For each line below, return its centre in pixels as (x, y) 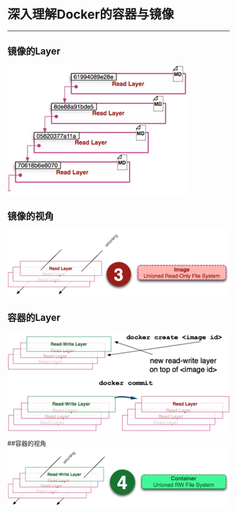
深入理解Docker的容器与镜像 (91, 14)
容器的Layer (34, 318)
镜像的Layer (34, 51)
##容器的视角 (27, 443)
